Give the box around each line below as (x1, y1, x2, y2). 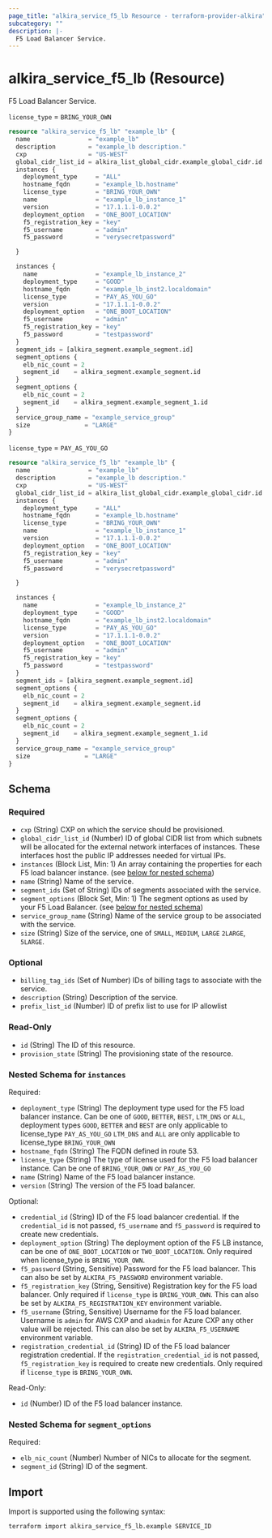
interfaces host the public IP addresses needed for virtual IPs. (19, 851, 227, 861)
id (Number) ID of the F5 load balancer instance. (19, 1398, 183, 1408)
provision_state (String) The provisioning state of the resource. (19, 1048, 233, 1059)
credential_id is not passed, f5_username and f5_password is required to (19, 1221, 261, 1231)
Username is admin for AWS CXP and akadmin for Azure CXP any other (19, 1316, 253, 1325)
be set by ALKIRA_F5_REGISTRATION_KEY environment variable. (19, 1299, 223, 1308)
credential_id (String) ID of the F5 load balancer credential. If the (19, 1212, 240, 1222)
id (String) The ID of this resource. (19, 1040, 136, 1050)
